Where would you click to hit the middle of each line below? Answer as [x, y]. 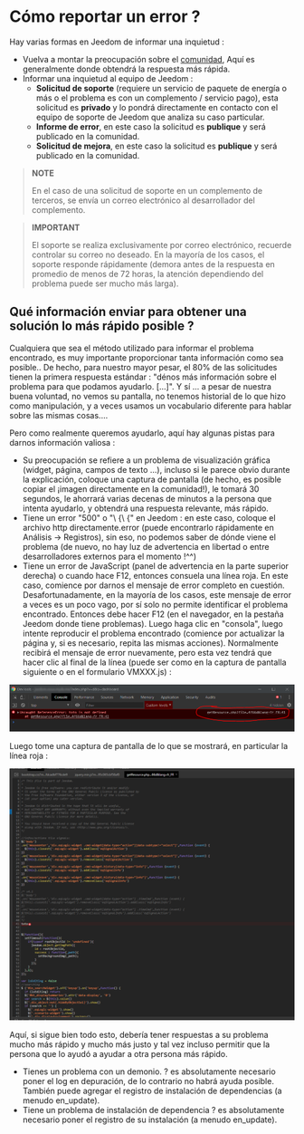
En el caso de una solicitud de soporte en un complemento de [147, 190]
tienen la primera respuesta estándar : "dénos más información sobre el [143, 377]
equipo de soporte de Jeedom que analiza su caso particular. [150, 117]
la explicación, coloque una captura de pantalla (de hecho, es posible [152, 479]
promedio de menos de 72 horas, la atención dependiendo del [147, 274]
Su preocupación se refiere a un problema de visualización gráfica [147, 460]
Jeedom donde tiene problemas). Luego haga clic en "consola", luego [152, 623]
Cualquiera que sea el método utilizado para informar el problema [132, 348]
